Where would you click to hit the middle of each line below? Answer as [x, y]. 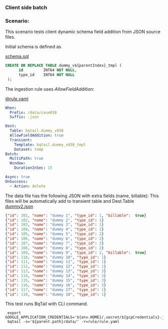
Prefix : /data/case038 [33, 112]
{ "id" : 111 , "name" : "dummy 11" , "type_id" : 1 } [56, 262]
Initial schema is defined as [33, 47]
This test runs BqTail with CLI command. [47, 304]
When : [11, 108]
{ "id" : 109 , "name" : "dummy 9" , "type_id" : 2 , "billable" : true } [76, 253]
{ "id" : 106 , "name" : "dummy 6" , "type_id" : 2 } [54, 239]
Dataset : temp [29, 149]
